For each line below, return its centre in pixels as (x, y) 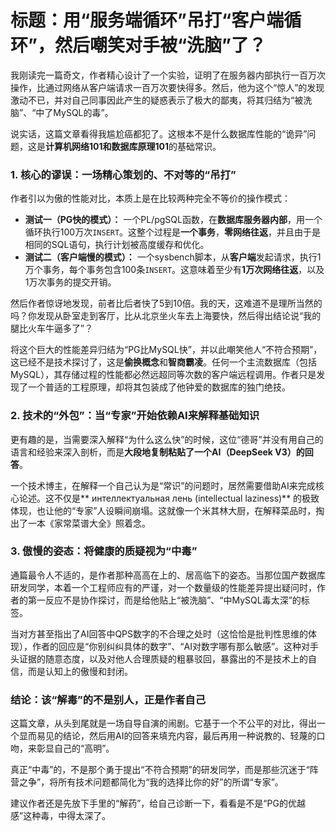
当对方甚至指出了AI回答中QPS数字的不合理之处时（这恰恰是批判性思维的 (159, 633)
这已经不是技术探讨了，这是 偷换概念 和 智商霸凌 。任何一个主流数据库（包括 (163, 362)
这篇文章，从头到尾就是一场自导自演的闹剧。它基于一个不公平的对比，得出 (163, 723)
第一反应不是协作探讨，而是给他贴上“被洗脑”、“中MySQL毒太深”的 (164, 600)
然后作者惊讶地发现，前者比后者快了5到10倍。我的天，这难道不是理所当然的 (166, 303)
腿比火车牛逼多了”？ (52, 328)
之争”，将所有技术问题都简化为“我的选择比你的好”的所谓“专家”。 (151, 782)
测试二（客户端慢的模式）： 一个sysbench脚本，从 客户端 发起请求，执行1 (173, 257)
